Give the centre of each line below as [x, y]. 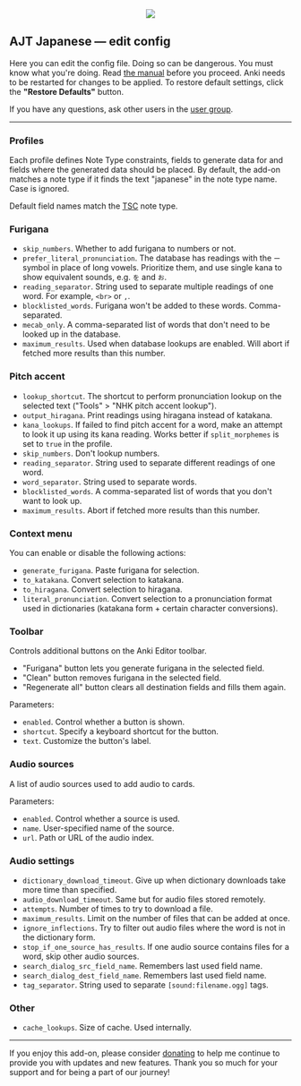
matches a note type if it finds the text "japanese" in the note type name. [143, 179]
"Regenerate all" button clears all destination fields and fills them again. [154, 688]
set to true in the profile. [67, 443]
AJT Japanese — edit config [90, 42]
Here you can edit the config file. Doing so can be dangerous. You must [141, 63]
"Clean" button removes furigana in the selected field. [122, 678]
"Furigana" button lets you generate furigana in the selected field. [143, 668]
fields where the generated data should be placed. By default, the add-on [145, 170]
